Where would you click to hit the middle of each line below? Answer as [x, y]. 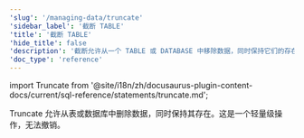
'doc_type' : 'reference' [56, 60]
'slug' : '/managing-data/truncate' [76, 18]
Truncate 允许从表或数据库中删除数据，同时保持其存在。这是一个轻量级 [142, 113]
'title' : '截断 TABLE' [51, 34]
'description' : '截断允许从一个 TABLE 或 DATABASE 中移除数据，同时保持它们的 [147, 51]
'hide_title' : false [48, 43]
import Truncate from [49, 85]
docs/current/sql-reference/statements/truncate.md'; [109, 95]
